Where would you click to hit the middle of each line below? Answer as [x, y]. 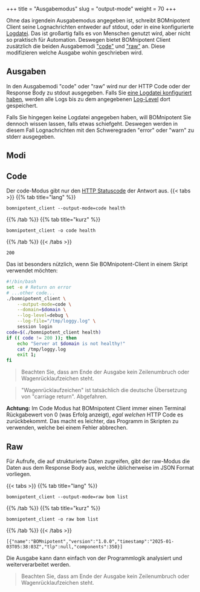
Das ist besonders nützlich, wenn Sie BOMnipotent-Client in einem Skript [97, 264]
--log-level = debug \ [43, 315]
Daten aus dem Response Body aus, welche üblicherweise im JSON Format [100, 467]
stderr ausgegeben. [31, 136]
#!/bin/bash [21, 282]
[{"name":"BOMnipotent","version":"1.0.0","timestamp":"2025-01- [90, 541]
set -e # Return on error [39, 287]
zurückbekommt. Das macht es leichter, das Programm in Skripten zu [92, 421]
